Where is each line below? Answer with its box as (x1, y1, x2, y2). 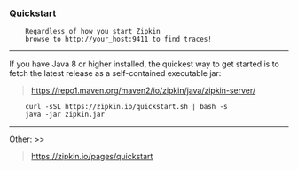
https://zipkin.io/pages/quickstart (30, 151, 153, 162)
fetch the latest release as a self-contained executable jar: (9, 68, 222, 79)
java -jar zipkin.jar (25, 110, 105, 120)
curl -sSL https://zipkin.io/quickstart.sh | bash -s (25, 103, 228, 112)
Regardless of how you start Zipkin (25, 27, 161, 36)
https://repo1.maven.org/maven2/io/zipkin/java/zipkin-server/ (30, 85, 256, 96)
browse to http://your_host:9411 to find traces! (25, 35, 213, 44)
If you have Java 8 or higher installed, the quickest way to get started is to (9, 58, 279, 69)
